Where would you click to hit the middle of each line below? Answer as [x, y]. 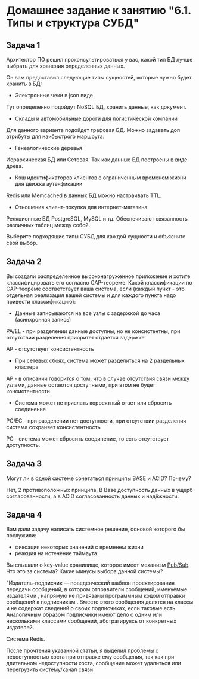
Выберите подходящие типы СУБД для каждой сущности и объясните [96, 236]
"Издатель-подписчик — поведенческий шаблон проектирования [90, 583]
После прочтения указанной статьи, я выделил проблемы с [83, 651]
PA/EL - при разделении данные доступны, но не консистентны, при [93, 331]
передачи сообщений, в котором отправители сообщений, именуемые [97, 589]
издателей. [20, 628]
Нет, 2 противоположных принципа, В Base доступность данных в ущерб [99, 490]
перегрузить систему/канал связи [50, 669]
